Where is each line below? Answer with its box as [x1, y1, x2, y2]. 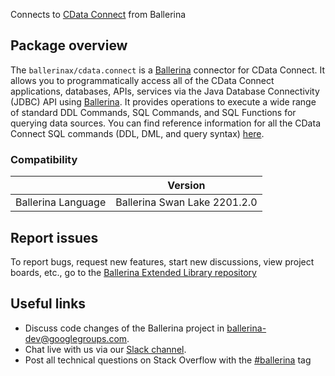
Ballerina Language [15, 195, 107, 209]
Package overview [10, 37, 128, 54]
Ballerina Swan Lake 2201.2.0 [115, 195, 258, 209]
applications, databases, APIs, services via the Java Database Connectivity [10, 85, 320, 97]
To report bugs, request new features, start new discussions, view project [10, 255, 315, 268]
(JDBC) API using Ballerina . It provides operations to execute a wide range [10, 95, 317, 108]
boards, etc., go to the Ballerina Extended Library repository [10, 266, 257, 278]
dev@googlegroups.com [24, 332, 128, 344]
